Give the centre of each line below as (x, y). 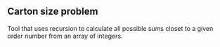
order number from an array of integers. (65, 36)
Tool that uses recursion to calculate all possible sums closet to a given (110, 28)
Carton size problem (53, 12)
